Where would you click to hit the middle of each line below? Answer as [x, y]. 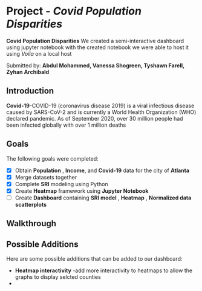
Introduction [30, 91]
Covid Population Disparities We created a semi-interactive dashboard [95, 41]
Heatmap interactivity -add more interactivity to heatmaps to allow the [103, 270]
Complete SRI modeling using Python [61, 184]
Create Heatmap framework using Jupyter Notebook [82, 191]
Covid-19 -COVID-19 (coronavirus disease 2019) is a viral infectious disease [100, 105]
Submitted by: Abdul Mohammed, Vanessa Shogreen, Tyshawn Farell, [95, 65]
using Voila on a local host [39, 53]
